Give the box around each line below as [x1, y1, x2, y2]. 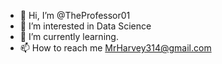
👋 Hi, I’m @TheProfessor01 [19, 10, 131, 21]
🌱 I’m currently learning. [19, 31, 119, 42]
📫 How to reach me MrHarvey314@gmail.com [19, 42, 212, 54]
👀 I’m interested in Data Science [19, 20, 152, 32]
